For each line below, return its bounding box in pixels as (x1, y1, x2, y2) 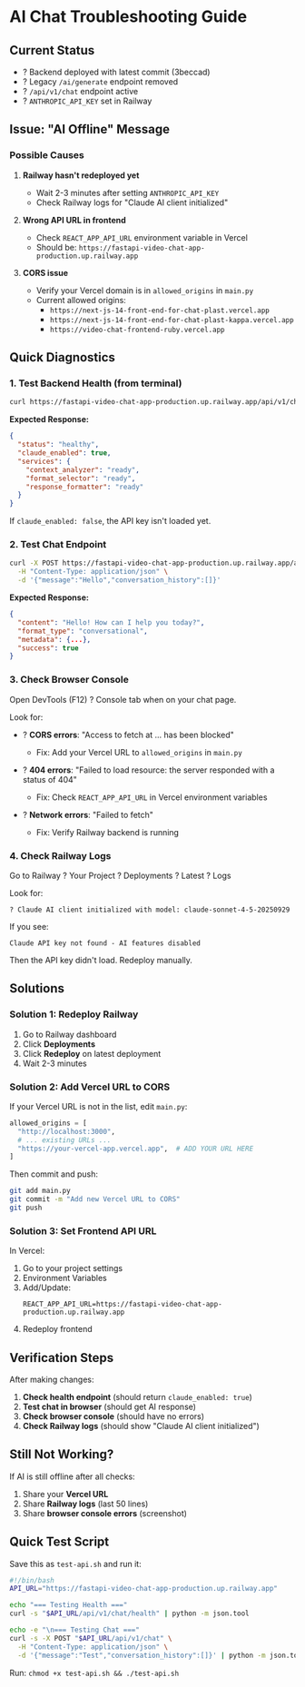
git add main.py (9, 1187, 71, 1196)
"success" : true (17, 643, 79, 653)
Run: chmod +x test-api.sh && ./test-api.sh (9, 1667, 180, 1678)
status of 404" (22, 774, 77, 784)
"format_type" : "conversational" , (17, 626, 148, 636)
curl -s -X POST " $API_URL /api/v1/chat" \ (9, 1633, 172, 1643)
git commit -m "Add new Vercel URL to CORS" (9, 1195, 181, 1204)
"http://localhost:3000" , (17, 1127, 116, 1136)
